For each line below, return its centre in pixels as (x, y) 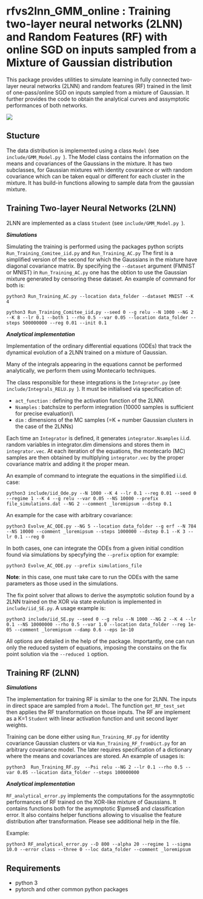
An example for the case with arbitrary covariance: (70, 515)
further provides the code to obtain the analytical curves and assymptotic (98, 99)
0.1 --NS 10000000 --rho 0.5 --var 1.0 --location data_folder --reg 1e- (101, 624)
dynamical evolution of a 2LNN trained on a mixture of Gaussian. (87, 352)
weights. (17, 725)
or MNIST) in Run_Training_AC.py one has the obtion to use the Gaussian (97, 272)
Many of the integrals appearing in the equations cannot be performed (94, 364)
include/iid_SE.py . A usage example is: (56, 608)
